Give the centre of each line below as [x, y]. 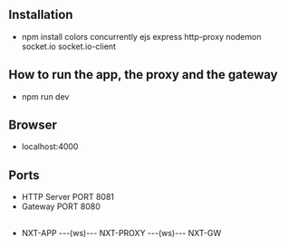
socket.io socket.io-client [69, 46]
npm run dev [45, 96]
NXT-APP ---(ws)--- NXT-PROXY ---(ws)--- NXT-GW [121, 233]
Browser [33, 125]
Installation [41, 15]
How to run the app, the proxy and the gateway [143, 75]
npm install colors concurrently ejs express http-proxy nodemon [141, 36]
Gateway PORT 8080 [61, 206]
